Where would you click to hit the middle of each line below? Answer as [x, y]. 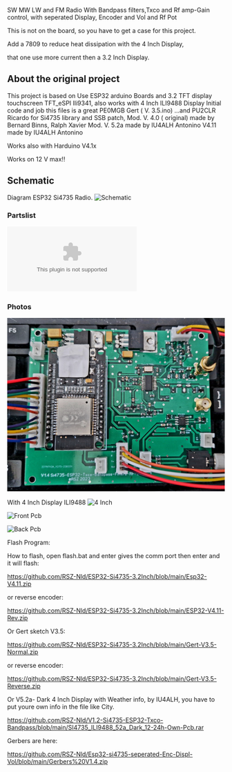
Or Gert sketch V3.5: [36, 631]
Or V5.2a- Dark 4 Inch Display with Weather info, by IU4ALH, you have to [111, 699]
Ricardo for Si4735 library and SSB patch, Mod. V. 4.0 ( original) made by [111, 117]
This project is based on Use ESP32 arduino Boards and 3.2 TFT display [110, 95]
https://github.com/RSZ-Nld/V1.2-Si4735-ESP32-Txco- [85, 720]
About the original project [64, 79]
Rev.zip [18, 617]
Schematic [31, 181]
